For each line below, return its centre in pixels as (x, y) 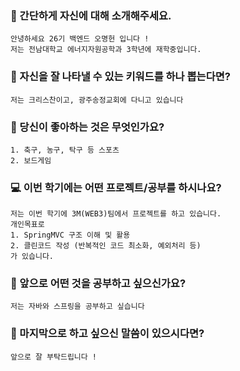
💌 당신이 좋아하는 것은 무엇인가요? (87, 127)
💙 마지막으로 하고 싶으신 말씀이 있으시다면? (107, 334)
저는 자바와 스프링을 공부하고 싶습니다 (77, 307)
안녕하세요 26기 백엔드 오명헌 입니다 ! (80, 39)
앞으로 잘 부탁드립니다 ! (54, 357)
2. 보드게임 (31, 160)
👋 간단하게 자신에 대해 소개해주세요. (91, 15)
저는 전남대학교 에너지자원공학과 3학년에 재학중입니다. (106, 50)
